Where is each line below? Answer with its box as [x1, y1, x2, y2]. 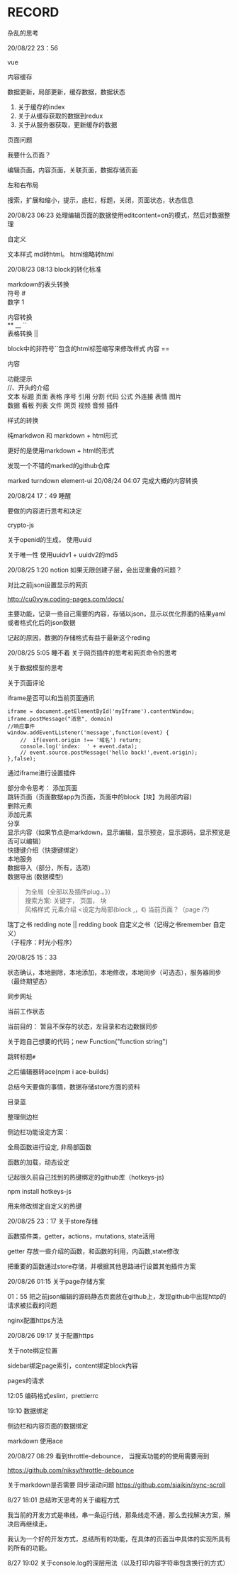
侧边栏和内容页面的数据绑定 [7, 1421, 89, 1430]
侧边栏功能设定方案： [7, 1127, 69, 1136]
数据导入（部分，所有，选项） [7, 863, 94, 872]
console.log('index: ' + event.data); [20, 743, 138, 750]
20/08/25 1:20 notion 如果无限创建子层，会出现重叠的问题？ [7, 565, 183, 574]
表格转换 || [7, 329, 39, 338]
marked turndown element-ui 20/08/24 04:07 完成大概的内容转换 [7, 476, 198, 484]
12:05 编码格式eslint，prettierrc [7, 1391, 99, 1400]
